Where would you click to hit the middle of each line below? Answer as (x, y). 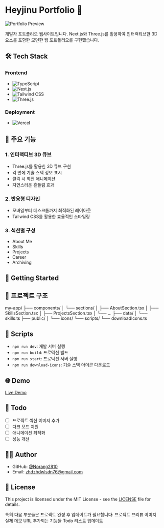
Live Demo (16, 393)
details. (12, 504)
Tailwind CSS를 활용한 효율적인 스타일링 (51, 217)
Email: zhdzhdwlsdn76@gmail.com (47, 471)
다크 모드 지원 (25, 426)
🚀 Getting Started (32, 278)
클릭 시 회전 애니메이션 (34, 179)
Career (19, 257)
